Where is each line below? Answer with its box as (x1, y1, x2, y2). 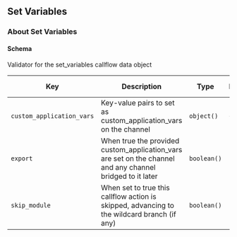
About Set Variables (7, 27, 78, 37)
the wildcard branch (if (101, 209, 176, 219)
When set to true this (101, 183, 171, 192)
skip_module (11, 201, 51, 209)
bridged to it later (101, 171, 158, 181)
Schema (7, 44, 32, 52)
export (11, 154, 33, 162)
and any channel (101, 162, 156, 172)
